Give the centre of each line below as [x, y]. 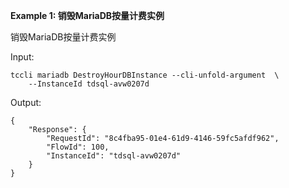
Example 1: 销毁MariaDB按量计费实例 [87, 15]
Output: [26, 102]
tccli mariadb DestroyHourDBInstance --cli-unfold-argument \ [145, 75]
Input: [22, 57]
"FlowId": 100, [78, 147]
